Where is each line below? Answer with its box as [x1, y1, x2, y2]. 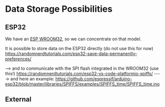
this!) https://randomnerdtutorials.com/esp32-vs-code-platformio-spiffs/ [5, 71, 153, 77]
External [5, 95, 32, 104]
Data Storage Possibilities [5, 3, 113, 15]
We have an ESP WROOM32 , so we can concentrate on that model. [5, 36, 142, 42]
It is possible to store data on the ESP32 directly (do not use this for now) [5, 46, 154, 51]
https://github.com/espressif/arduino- [55, 76, 132, 81]
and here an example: [10, 76, 55, 81]
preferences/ [5, 56, 32, 62]
